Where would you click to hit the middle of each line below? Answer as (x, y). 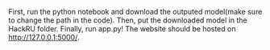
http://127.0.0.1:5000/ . (44, 37)
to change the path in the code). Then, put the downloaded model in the (128, 20)
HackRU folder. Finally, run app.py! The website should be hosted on (122, 29)
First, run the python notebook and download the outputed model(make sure (135, 12)
